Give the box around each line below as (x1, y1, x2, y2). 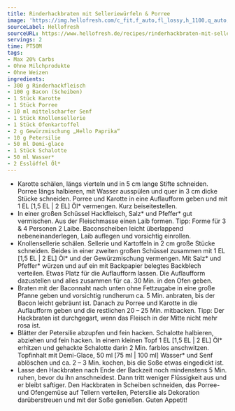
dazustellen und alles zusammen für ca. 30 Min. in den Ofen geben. (17, 276, 213, 285)
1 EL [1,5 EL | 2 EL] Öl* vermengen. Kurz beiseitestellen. (17, 201, 178, 210)
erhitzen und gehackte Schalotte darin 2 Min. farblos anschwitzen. (17, 343, 210, 351)
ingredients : (7, 75, 45, 83)
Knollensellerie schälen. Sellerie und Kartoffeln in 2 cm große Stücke (17, 239, 215, 248)
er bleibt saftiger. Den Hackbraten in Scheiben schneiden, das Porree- (17, 380, 220, 389)
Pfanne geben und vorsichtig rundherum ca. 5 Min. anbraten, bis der (17, 291, 215, 299)
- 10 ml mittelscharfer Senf (7, 108, 92, 115)
